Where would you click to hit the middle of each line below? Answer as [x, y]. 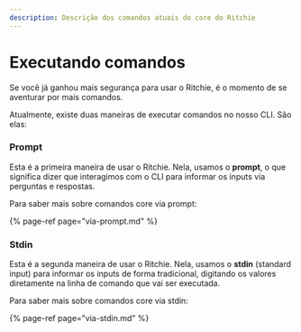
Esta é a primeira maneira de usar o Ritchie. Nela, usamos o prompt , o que [148, 167]
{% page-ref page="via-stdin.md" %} [79, 318]
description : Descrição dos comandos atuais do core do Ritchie [132, 18]
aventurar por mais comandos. [66, 97]
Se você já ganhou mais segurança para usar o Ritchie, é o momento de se [148, 88]
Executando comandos [98, 62]
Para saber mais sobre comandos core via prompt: [103, 203]
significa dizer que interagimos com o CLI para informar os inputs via [137, 176]
